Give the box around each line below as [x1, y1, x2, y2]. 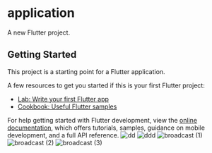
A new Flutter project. [7, 28, 71, 37]
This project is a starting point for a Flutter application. [7, 67, 165, 75]
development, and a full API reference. [7, 130, 119, 139]
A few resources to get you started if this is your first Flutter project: [7, 81, 205, 90]
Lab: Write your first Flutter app [17, 94, 110, 103]
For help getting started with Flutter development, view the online [7, 116, 198, 124]
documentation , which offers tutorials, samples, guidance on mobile [7, 123, 205, 132]
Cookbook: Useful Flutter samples [17, 102, 117, 111]
